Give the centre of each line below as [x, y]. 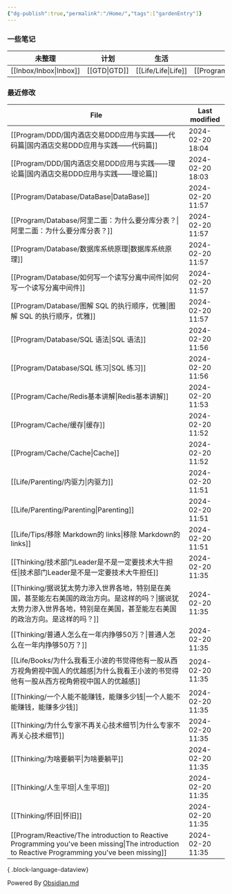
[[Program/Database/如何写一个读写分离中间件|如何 [95, 278]
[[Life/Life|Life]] [162, 70]
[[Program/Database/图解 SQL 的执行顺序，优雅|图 [93, 306]
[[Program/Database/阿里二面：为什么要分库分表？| [95, 220]
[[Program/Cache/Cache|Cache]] [65, 453]
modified [205, 119]
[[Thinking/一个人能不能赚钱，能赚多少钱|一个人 [89, 697]
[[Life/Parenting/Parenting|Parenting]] [72, 510]
